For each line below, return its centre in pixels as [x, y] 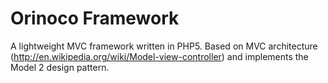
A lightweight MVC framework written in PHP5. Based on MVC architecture [164, 46]
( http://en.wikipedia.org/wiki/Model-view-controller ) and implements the [159, 56]
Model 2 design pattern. [60, 67]
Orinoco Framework [95, 18]
